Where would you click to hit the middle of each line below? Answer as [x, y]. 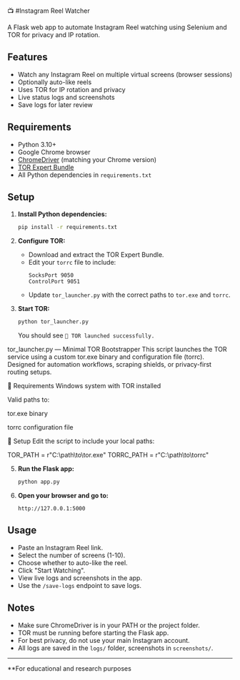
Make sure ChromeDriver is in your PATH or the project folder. [109, 625]
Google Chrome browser [54, 152]
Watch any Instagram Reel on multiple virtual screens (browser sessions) [125, 74]
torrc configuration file [40, 427]
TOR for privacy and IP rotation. [54, 35]
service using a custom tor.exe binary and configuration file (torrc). [106, 357]
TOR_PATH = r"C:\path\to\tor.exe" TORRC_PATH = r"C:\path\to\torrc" [108, 455]
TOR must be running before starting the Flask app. [93, 633]
